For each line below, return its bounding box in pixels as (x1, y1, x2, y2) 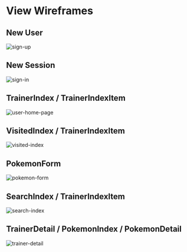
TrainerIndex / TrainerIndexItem (6, 93, 126, 103)
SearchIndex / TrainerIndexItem (6, 191, 125, 201)
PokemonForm (6, 158, 61, 169)
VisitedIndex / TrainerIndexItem (6, 126, 125, 136)
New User (6, 28, 43, 38)
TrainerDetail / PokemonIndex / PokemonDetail (6, 224, 182, 234)
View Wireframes (6, 4, 93, 18)
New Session (6, 60, 55, 70)
